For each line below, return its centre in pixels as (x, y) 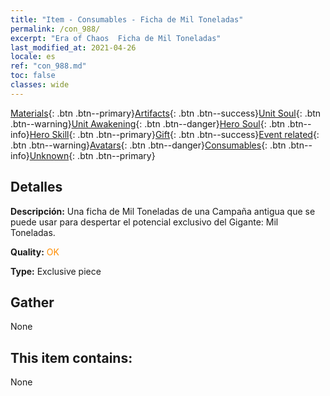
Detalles (36, 187)
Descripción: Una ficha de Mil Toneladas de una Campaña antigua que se (163, 211)
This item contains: (71, 357)
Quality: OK (35, 252)
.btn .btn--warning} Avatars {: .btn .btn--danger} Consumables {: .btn (148, 145)
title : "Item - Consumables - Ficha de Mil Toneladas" (127, 19)
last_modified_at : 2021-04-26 (73, 47)
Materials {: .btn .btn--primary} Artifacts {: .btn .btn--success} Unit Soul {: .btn (166, 113)
